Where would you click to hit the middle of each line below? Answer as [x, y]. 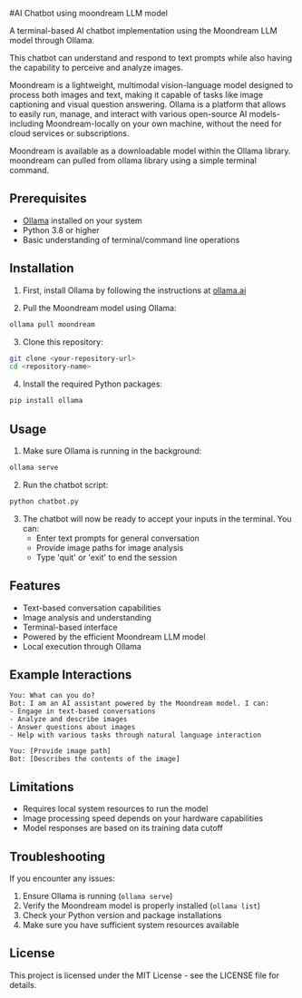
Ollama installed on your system [82, 220]
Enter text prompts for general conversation [117, 538]
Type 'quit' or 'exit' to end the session [107, 557]
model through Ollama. [52, 40]
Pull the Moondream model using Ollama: [99, 308]
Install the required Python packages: [93, 384]
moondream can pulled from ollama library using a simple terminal [133, 161]
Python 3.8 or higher [61, 230]
